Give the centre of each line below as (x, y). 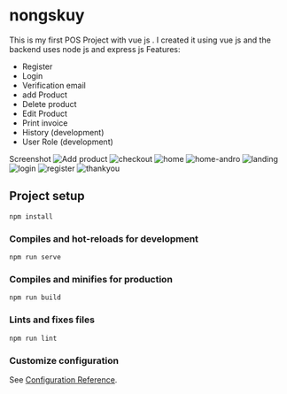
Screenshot (30, 158)
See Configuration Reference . (63, 379)
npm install (31, 216)
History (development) (63, 132)
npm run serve (35, 258)
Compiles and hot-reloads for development (104, 238)
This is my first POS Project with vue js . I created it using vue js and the (140, 40)
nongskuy (47, 15)
